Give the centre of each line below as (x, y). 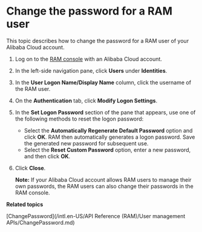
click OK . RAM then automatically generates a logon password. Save (109, 137)
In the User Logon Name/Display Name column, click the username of (103, 82)
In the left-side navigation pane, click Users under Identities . (91, 70)
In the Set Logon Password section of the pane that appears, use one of (105, 112)
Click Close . (30, 168)
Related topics (25, 204)
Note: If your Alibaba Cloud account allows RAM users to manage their (103, 179)
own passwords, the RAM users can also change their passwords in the (104, 186)
